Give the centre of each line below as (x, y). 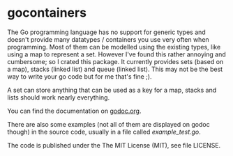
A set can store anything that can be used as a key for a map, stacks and (112, 90)
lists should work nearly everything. (59, 97)
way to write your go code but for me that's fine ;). (80, 76)
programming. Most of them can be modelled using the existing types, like (114, 47)
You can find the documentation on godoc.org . (74, 111)
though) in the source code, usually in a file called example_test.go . (104, 132)
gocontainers (47, 13)
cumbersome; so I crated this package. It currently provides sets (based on (115, 61)
